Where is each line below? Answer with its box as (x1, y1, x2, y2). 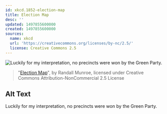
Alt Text (5, 90, 31, 99)
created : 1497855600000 (5, 27, 56, 32)
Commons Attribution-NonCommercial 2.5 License (17, 75, 125, 81)
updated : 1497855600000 (5, 21, 56, 27)
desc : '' (5, 17, 24, 22)
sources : (5, 31, 24, 36)
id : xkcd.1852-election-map (5, 7, 65, 13)
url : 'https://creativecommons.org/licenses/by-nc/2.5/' (10, 41, 134, 46)
